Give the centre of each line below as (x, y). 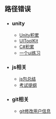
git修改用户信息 (35, 111)
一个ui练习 (30, 53)
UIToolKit (28, 40)
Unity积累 (29, 35)
